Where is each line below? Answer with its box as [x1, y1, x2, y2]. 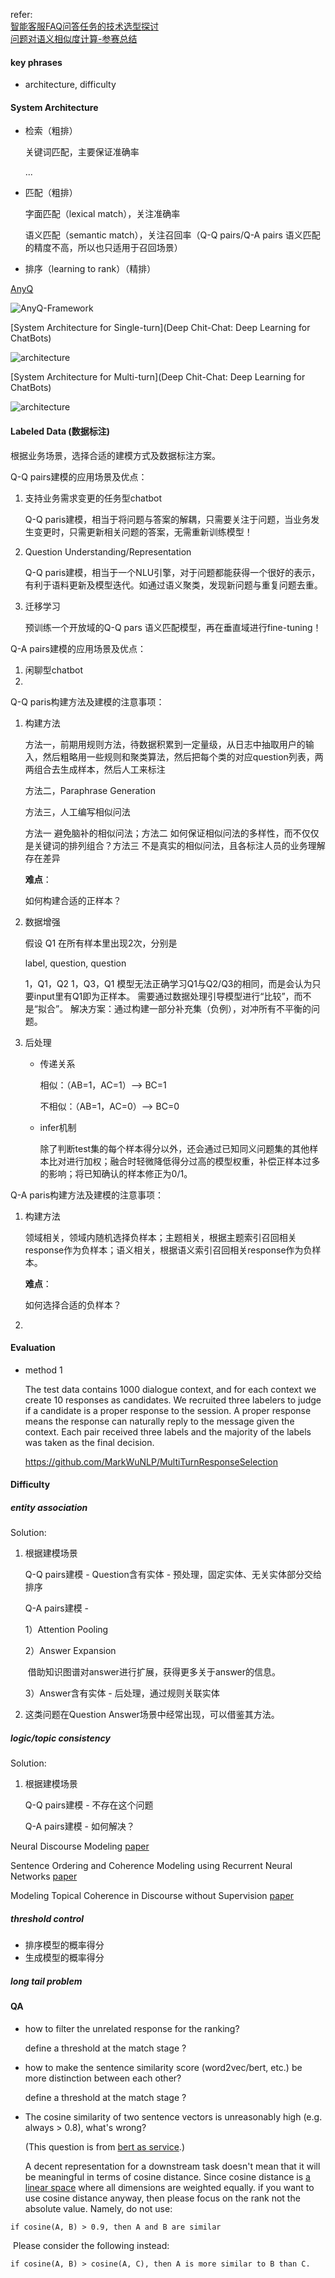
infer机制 [39, 1121, 77, 1133]
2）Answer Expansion [24, 1645, 117, 1657]
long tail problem [10, 1975, 83, 1987]
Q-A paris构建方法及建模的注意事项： [10, 1189, 165, 1201]
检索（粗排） [24, 125, 78, 137]
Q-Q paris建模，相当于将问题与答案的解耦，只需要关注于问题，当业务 [24, 513, 312, 525]
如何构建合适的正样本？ [24, 894, 122, 906]
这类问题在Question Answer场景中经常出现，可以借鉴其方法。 [24, 1709, 280, 1721]
